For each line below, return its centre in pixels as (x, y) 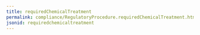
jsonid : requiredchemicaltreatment (50, 23)
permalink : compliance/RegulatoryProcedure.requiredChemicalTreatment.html (102, 17)
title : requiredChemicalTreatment (49, 12)
